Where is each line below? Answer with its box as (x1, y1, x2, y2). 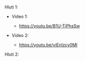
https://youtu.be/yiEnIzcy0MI (19, 42, 78, 48)
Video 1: (11, 14, 28, 19)
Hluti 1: (4, 4, 18, 10)
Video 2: (11, 33, 29, 38)
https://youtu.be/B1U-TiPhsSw (19, 23, 80, 29)
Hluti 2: (4, 51, 19, 57)
